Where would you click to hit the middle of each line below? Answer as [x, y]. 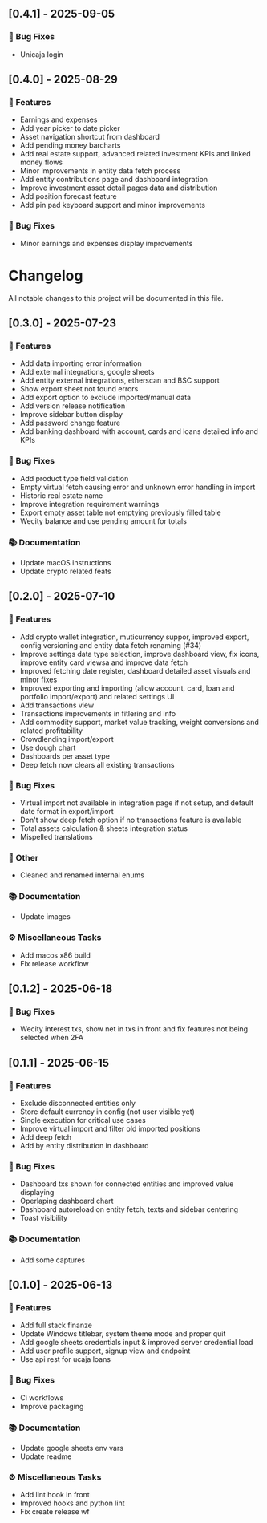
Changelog [46, 275]
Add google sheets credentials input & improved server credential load [136, 1343]
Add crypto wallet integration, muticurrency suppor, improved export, [134, 637]
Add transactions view [57, 705]
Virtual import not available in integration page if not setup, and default [137, 803]
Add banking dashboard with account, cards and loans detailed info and [139, 431]
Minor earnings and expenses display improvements [106, 243]
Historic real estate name [61, 495]
